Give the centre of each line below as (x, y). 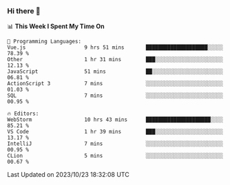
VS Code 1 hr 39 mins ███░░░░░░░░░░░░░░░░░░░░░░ (115, 132)
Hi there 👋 (24, 11)
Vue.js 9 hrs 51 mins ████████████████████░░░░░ (115, 47)
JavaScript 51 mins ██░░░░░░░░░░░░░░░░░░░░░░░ (115, 72)
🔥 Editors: (23, 114)
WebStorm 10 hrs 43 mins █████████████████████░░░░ (115, 120)
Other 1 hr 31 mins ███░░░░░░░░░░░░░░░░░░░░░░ (115, 60)
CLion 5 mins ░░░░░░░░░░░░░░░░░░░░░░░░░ (115, 156)
